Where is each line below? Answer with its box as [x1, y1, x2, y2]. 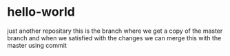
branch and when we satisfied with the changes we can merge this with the [7, 33, 222, 42]
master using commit [7, 41, 67, 49]
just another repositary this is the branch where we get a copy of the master [7, 27, 223, 35]
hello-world [7, 4, 76, 20]
